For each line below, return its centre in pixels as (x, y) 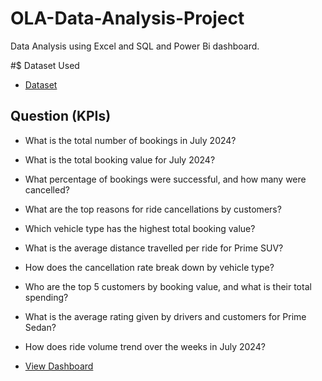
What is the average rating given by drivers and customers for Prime (165, 316)
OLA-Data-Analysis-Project (127, 18)
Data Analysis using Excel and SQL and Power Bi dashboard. (135, 46)
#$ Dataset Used (45, 65)
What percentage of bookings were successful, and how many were (165, 179)
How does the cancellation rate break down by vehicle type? (149, 267)
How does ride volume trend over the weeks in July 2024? (145, 346)
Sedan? (40, 327)
